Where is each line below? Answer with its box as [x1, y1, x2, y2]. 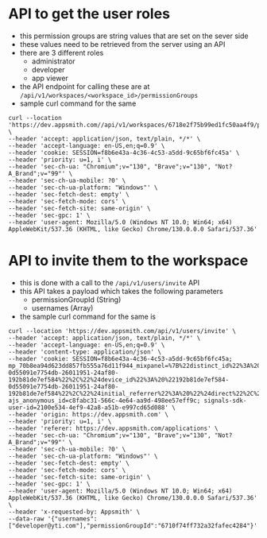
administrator [31, 56, 75, 66]
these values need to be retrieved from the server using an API [19, 39, 226, 48]
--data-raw [8, 514, 44, 523]
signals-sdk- [203, 397, 247, 404]
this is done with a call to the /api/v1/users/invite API [19, 277, 200, 287]
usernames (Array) [31, 303, 94, 312]
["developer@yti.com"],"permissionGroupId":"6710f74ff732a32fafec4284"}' [8, 521, 258, 529]
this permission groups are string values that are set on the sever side [19, 31, 249, 41]
